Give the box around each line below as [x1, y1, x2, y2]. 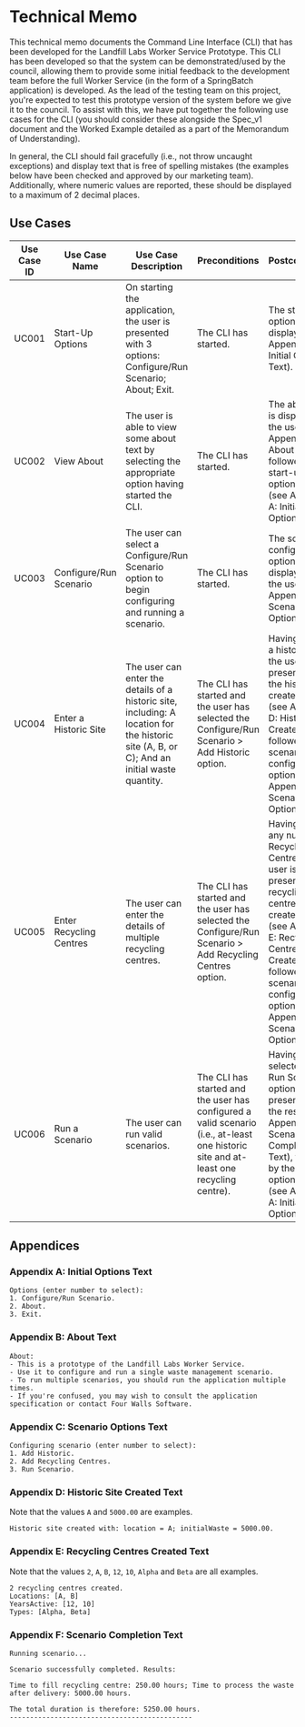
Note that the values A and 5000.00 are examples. [9, 1507, 193, 1518]
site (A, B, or [125, 739, 179, 752]
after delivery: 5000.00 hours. [9, 1689, 132, 1698]
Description [131, 259, 183, 272]
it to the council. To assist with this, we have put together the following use [9, 104, 289, 115]
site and [196, 1150, 231, 1163]
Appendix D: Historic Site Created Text [9, 1485, 183, 1498]
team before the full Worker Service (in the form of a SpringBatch [9, 75, 254, 85]
